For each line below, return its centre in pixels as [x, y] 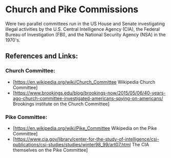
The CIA [141, 144]
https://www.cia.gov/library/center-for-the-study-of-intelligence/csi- [87, 139]
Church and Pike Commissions [72, 9]
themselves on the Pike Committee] [50, 150]
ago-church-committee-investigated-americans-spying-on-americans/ [88, 98]
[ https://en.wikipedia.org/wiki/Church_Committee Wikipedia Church [84, 82]
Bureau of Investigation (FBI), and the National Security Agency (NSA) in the [85, 34]
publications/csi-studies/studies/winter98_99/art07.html [72, 144]
